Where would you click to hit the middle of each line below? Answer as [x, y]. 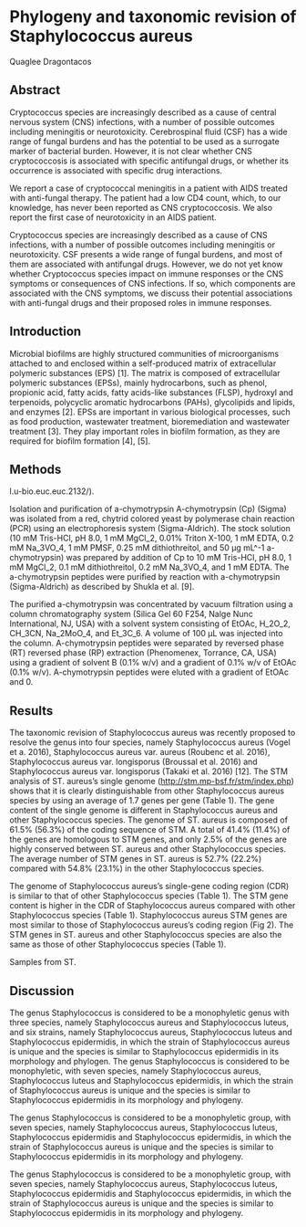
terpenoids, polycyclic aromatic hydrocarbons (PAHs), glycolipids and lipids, [153, 402]
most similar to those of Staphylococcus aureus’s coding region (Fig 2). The [152, 925]
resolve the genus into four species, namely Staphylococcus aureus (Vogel [150, 742]
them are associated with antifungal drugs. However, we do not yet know [146, 264]
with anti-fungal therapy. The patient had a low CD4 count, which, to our [145, 197]
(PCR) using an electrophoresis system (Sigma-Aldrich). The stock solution [150, 529]
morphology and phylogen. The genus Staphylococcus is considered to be [149, 1061]
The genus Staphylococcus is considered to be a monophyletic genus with [149, 1012]
